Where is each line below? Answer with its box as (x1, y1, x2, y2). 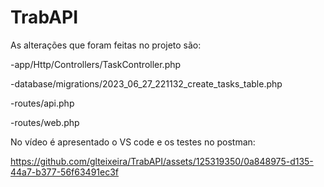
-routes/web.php (10, 116, 80, 128)
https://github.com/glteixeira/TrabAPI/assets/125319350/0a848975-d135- (10, 155, 314, 167)
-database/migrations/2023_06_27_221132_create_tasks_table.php (10, 77, 283, 90)
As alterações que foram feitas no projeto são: (10, 39, 202, 51)
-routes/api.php (10, 97, 75, 109)
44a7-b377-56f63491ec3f (10, 166, 119, 178)
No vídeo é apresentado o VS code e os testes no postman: (10, 136, 256, 148)
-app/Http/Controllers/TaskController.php (10, 58, 182, 70)
